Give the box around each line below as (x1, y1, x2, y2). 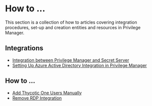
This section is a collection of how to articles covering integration (5, 19, 137, 25)
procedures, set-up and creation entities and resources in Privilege (5, 24, 141, 30)
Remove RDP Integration (12, 95, 62, 101)
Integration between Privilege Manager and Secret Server (12, 57, 129, 63)
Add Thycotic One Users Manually (12, 90, 82, 96)
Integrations (5, 44, 43, 52)
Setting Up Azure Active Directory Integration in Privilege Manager (12, 62, 147, 68)
